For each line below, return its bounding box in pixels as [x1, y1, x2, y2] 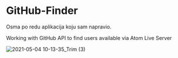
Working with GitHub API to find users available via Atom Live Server [6, 34, 172, 41]
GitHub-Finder [6, 4, 78, 17]
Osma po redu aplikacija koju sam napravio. [6, 23, 112, 30]
